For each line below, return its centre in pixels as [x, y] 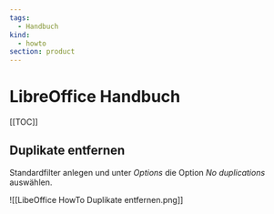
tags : [20, 18]
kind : [20, 35]
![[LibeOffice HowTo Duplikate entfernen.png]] [96, 199]
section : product [42, 52]
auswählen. [31, 182]
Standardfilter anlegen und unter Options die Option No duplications [137, 172]
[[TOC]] [24, 122]
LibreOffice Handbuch [95, 97]
